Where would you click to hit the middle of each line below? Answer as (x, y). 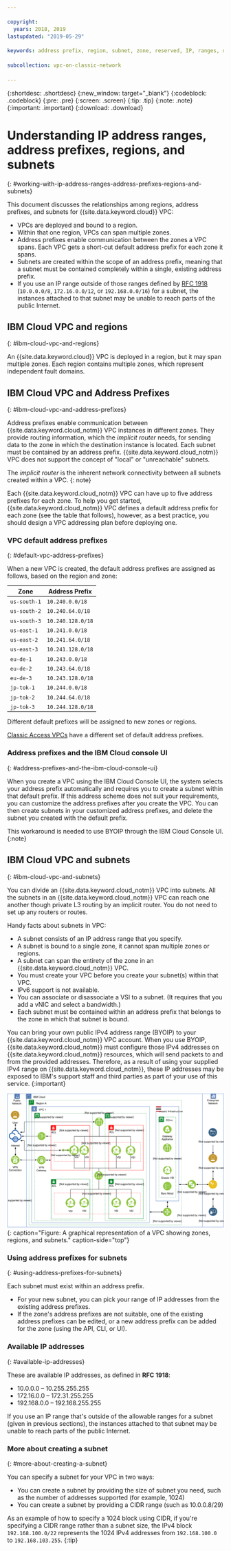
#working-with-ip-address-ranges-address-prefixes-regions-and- (107, 184)
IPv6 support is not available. (58, 990)
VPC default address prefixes (57, 541)
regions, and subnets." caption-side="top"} (68, 1240)
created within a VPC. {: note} (49, 480)
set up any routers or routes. (47, 912)
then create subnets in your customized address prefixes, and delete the (110, 810)
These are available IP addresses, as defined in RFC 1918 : (89, 1375)
